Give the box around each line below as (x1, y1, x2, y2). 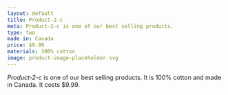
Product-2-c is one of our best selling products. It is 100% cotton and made (7, 73, 222, 81)
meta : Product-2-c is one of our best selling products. (7, 23, 174, 29)
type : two (7, 29, 36, 36)
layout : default (7, 10, 54, 17)
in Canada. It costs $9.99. (7, 80, 81, 89)
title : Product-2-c (7, 16, 63, 23)
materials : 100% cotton (7, 49, 76, 55)
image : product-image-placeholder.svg (7, 55, 118, 62)
